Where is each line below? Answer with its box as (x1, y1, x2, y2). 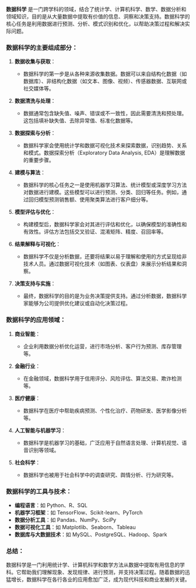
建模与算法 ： (14, 169, 45, 176)
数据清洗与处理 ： (14, 98, 56, 105)
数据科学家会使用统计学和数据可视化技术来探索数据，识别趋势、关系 (23, 142, 187, 149)
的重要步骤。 (23, 157, 54, 164)
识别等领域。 (28, 447, 60, 454)
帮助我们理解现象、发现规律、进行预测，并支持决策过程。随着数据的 (21, 569, 185, 576)
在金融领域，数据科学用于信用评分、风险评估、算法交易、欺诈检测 (23, 375, 182, 382)
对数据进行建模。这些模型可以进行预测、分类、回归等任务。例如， (23, 189, 182, 196)
